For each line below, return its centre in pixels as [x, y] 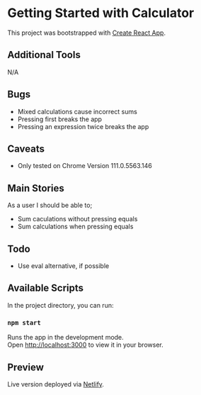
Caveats [26, 149]
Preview [26, 367]
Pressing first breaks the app [60, 119]
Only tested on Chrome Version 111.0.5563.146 [85, 166]
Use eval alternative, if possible [63, 266]
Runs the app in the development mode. [65, 338]
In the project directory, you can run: [61, 305]
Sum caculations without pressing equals [77, 219]
